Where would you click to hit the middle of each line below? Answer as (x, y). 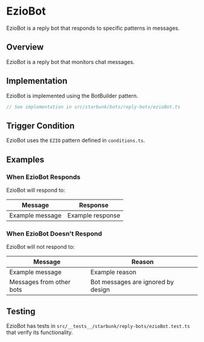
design (100, 290)
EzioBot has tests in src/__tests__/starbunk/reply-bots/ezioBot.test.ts (98, 326)
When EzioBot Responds (43, 176)
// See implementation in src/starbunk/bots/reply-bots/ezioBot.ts (93, 107)
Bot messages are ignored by (132, 282)
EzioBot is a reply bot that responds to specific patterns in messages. (93, 28)
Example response (94, 215)
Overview (25, 47)
